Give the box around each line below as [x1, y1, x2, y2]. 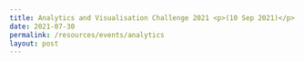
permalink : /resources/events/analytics [9, 30, 166, 39]
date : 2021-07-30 [9, 22, 76, 31]
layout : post [9, 38, 59, 48]
